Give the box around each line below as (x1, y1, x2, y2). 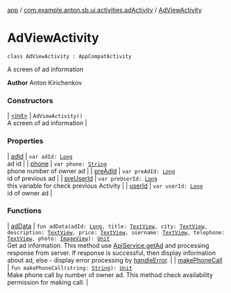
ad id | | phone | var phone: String (7, 159, 108, 168)
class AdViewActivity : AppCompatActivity (7, 53, 132, 60)
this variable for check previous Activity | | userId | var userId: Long (7, 181, 203, 190)
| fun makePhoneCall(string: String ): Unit (7, 263, 132, 272)
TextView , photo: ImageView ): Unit (7, 235, 110, 242)
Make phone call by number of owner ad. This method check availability (7, 270, 214, 279)
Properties (7, 136, 44, 146)
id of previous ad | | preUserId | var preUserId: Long (7, 174, 157, 182)
